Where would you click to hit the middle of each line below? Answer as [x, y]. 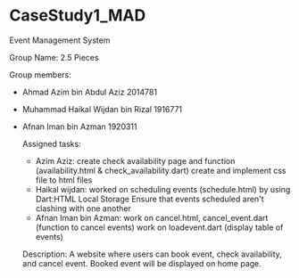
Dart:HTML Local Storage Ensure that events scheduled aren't [150, 199]
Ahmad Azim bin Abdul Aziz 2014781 [90, 92]
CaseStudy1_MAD [78, 16]
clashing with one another [83, 208]
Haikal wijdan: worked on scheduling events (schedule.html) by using [163, 189]
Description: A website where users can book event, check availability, [152, 254]
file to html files [64, 180]
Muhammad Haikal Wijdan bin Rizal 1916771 [102, 109]
